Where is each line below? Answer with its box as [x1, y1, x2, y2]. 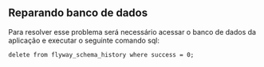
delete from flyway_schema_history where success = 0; [8, 50, 195, 58]
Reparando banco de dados [8, 6, 148, 20]
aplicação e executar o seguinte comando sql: [8, 35, 160, 45]
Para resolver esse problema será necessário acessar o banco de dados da [8, 27, 257, 36]
